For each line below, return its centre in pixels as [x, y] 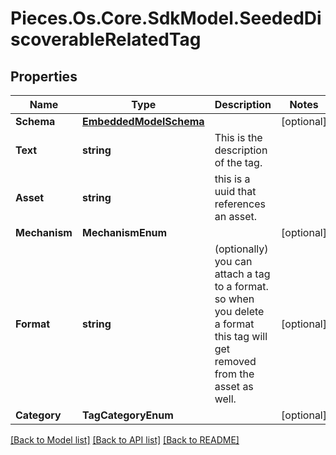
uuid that [235, 191]
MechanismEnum [124, 232]
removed [235, 361]
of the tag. [238, 162]
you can [233, 261]
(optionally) [241, 249]
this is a [232, 179]
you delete [239, 311]
